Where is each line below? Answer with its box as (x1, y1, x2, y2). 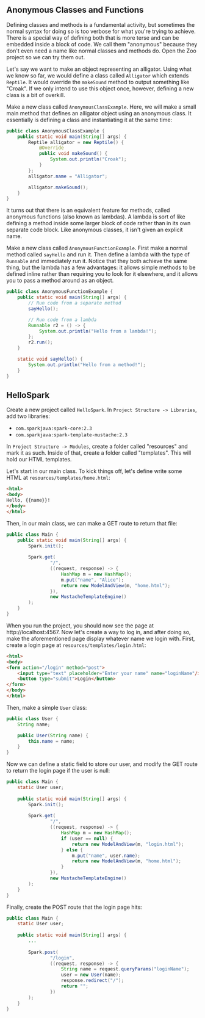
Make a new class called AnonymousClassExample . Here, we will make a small (6, 103, 196, 110)
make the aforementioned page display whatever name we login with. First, (6, 635, 195, 642)
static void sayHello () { (17, 356, 84, 363)
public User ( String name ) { (17, 732, 88, 738)
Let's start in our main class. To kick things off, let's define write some (6, 467, 182, 475)
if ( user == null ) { (60, 836, 113, 842)
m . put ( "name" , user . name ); (71, 853, 140, 859)
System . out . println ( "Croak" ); (49, 156, 127, 162)
